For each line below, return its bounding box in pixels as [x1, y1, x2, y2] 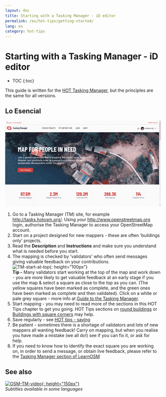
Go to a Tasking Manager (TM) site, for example [12, 211, 110, 217]
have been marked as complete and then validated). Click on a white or [12, 290, 158, 296]
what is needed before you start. [12, 248, 79, 254]
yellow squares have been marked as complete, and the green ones [12, 285, 151, 291]
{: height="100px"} [49, 264, 88, 270]
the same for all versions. [5, 93, 57, 99]
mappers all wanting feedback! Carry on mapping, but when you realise [12, 327, 158, 333]
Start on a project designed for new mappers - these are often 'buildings [12, 232, 160, 238]
